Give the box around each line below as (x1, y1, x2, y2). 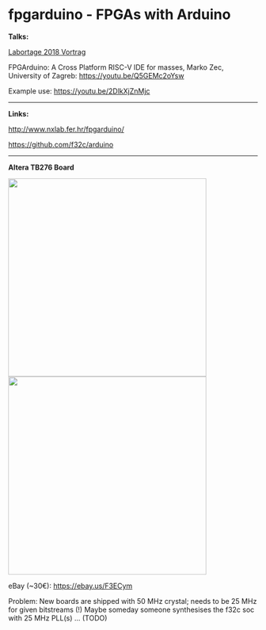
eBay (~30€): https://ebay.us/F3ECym (8, 581, 133, 590)
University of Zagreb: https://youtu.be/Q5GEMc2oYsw (8, 71, 184, 80)
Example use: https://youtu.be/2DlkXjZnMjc (8, 86, 150, 96)
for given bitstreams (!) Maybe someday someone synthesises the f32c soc (8, 605, 255, 614)
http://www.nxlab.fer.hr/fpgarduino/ (8, 124, 124, 134)
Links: (8, 109, 29, 118)
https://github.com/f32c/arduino (8, 139, 114, 149)
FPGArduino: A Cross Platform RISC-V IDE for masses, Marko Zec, (8, 62, 224, 72)
